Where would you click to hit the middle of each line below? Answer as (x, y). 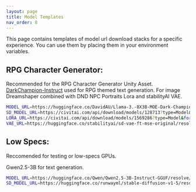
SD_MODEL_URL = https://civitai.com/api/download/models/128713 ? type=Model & (99, 113)
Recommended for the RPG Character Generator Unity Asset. (80, 84)
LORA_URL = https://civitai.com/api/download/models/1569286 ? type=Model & (95, 118)
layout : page (22, 11)
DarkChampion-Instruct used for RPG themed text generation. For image (93, 90)
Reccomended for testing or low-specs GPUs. (61, 156)
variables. (18, 52)
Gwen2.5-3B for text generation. (45, 167)
